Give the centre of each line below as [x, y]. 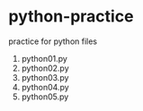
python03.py [45, 77]
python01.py [45, 58]
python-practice [71, 17]
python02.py [45, 68]
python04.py [45, 87]
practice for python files [53, 41]
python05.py [45, 97]
